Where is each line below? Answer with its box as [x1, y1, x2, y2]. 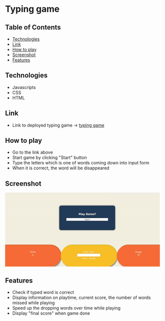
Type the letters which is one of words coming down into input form [12, 160, 150, 166]
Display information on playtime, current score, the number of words [12, 294, 151, 301]
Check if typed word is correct [12, 289, 75, 295]
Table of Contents [5, 23, 61, 32]
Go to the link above [12, 149, 53, 156]
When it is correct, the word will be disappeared [12, 165, 110, 171]
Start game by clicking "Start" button [12, 155, 87, 160]
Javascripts [12, 84, 36, 90]
